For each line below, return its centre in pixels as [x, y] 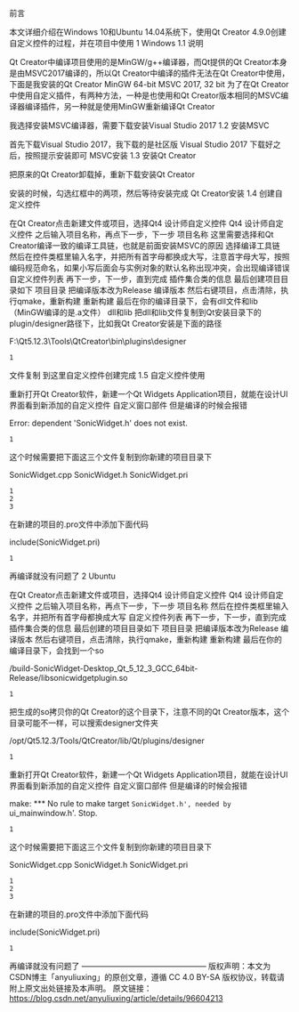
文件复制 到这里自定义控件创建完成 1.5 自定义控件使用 [107, 375]
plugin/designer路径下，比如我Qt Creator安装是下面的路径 [116, 324]
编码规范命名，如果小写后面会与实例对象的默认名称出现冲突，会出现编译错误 [149, 268]
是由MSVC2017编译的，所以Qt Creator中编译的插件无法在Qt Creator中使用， [149, 73]
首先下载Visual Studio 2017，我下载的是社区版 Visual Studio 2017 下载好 [141, 144]
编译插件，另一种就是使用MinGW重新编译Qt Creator [120, 106]
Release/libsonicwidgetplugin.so [69, 678]
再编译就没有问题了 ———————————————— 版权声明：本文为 [140, 966]
